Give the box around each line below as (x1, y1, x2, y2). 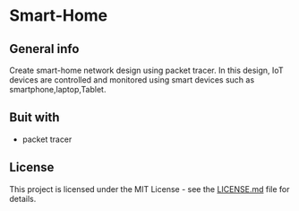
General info (9, 41, 80, 57)
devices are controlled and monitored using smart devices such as (9, 75, 255, 85)
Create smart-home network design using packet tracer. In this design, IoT (9, 65, 284, 75)
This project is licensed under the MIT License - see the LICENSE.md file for (9, 183, 290, 194)
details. (9, 193, 37, 204)
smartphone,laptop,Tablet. (9, 84, 107, 94)
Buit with (9, 110, 60, 126)
